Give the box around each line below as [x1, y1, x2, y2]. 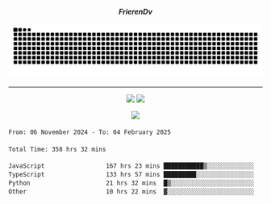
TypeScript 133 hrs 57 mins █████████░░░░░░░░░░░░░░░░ [8, 171, 254, 179]
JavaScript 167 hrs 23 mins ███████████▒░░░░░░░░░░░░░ [8, 162, 254, 170]
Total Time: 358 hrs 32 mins [8, 145, 106, 153]
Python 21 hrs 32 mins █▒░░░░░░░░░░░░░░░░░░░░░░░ [8, 179, 254, 187]
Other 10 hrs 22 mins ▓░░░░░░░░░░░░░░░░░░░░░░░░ [8, 187, 254, 196]
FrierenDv [118, 7, 153, 16]
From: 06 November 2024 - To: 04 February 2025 [8, 128, 172, 136]
